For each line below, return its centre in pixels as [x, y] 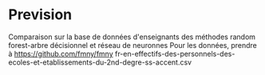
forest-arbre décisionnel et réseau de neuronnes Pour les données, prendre [133, 45]
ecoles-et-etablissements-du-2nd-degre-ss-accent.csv [100, 62]
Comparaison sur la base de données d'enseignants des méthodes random [132, 37]
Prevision [40, 15]
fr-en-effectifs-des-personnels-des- [175, 53]
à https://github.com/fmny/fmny [61, 53]
